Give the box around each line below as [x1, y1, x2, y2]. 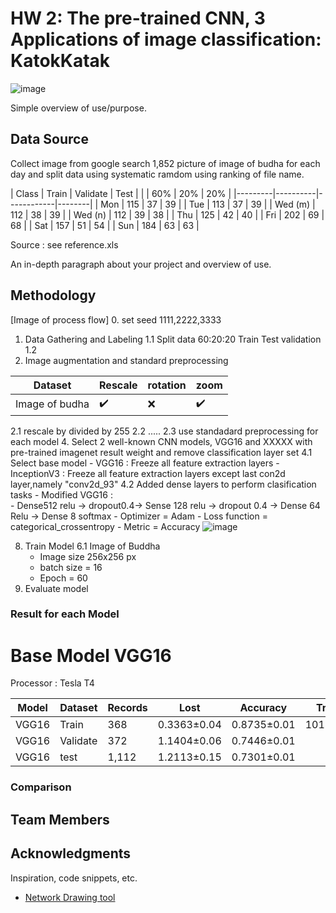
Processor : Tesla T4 [10, 677, 95, 689]
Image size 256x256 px [39, 550, 137, 562]
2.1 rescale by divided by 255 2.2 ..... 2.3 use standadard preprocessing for [10, 425, 319, 437]
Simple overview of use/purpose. [10, 102, 147, 114]
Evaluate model [24, 582, 89, 594]
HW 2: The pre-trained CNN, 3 [10, 7, 266, 30]
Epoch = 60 [39, 572, 88, 584]
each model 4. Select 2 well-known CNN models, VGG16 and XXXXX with [10, 435, 313, 447]
